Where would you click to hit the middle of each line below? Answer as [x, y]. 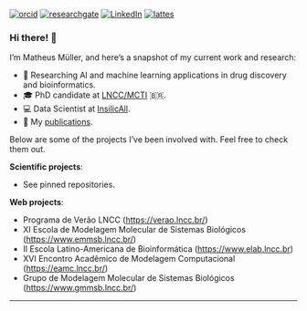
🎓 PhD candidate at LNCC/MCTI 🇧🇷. [94, 95]
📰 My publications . [58, 122]
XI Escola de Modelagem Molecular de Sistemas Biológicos [134, 230]
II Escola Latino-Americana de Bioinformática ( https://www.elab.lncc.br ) [158, 249]
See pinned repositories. [69, 185]
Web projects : [37, 202]
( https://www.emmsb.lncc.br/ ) [79, 239]
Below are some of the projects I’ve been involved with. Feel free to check [149, 140]
